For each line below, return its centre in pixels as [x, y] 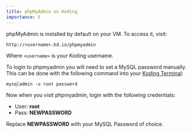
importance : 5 [24, 17]
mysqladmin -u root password [42, 84]
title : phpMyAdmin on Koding [42, 11]
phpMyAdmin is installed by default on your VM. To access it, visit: [87, 34]
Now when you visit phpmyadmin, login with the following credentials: [91, 95]
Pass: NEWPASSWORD [43, 112]
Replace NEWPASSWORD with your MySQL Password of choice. [85, 124]
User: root [27, 106]
